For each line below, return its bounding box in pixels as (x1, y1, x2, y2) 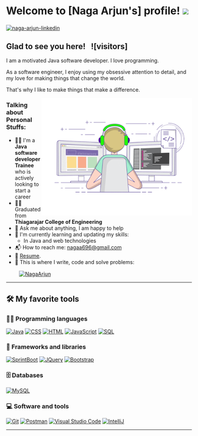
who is (14, 168, 31, 175)
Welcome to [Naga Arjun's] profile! (6, 4, 180, 18)
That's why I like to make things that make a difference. (6, 86, 140, 93)
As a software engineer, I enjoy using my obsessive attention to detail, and (6, 69, 187, 76)
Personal (6, 116, 32, 124)
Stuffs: (6, 123, 27, 131)
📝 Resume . (14, 252, 41, 259)
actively (14, 174, 34, 181)
